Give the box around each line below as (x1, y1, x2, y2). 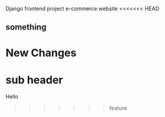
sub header (5, 73, 63, 87)
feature (109, 104, 127, 112)
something (5, 22, 47, 32)
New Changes (5, 46, 77, 59)
